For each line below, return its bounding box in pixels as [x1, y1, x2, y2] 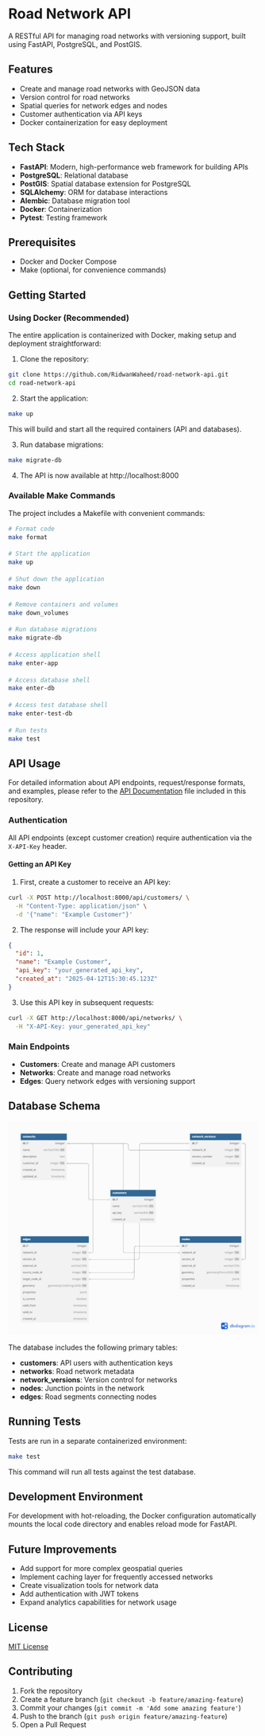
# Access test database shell [8, 702, 109, 710]
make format [8, 533, 48, 542]
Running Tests [8, 1415, 81, 1429]
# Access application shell [8, 651, 102, 659]
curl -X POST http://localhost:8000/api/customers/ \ [8, 893, 190, 901]
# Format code [8, 525, 56, 533]
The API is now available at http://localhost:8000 [19, 471, 179, 480]
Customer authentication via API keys [19, 109, 143, 119]
